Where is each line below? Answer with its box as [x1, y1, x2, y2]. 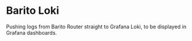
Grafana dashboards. [6, 29, 57, 36]
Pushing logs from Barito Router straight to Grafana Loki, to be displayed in [6, 23, 187, 30]
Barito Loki [6, 4, 60, 17]
